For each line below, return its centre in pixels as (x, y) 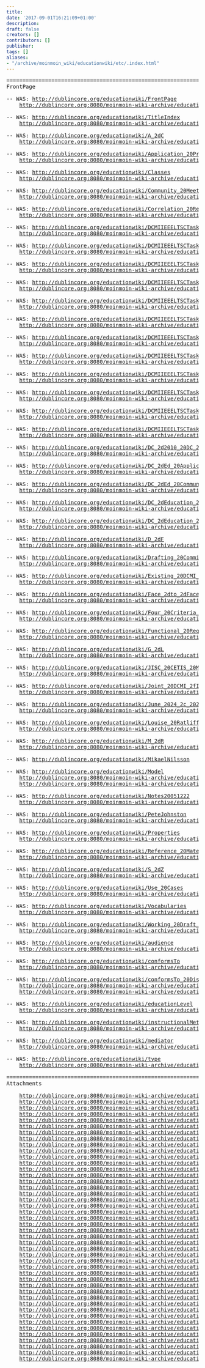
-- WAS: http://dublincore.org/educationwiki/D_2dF (85, 539)
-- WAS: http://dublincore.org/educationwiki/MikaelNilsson (98, 759)
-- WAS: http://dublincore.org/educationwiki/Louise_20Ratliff (103, 723)
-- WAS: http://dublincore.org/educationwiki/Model (85, 771)
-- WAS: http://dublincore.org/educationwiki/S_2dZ (85, 869)
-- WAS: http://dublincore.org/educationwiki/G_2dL (85, 649)
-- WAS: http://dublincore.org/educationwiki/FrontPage (92, 99)
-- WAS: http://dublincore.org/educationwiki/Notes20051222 (98, 796)
